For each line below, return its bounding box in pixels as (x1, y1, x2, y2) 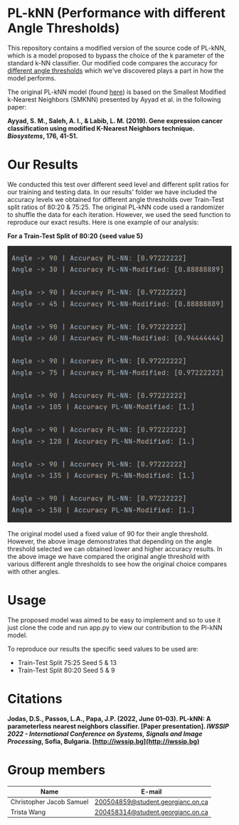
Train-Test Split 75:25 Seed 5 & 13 (17, 658, 117, 666)
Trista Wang (10, 807, 46, 816)
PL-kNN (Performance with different (7, 5, 225, 21)
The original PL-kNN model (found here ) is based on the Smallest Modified (7, 87, 226, 96)
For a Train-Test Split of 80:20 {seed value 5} (7, 231, 144, 240)
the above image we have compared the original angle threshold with (7, 552, 210, 560)
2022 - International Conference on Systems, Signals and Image (7, 729, 203, 738)
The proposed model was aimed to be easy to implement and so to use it (7, 615, 221, 624)
